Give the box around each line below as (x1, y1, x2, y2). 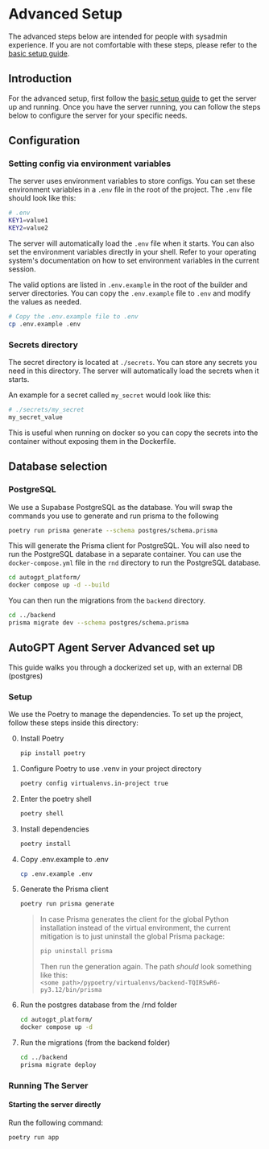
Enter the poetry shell (19, 794, 92, 803)
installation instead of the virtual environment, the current (39, 923, 231, 933)
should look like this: (8, 193, 77, 203)
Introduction (8, 72, 72, 85)
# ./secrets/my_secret (8, 406, 85, 414)
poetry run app (8, 1133, 60, 1141)
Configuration (8, 134, 81, 147)
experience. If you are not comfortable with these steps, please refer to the (8, 39, 258, 49)
